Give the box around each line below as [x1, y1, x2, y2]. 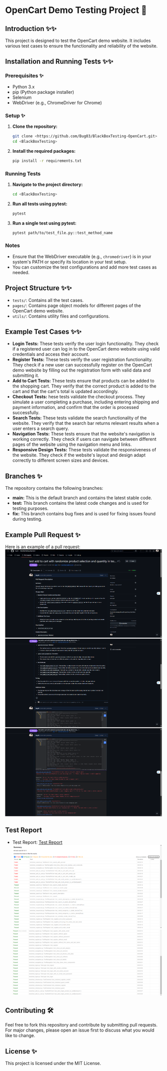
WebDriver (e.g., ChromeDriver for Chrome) [12, 99, 102, 105]
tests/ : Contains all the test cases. [12, 297, 84, 303]
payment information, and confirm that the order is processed [12, 404, 139, 410]
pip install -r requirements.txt [12, 158, 82, 163]
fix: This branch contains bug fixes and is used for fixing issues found [12, 511, 156, 517]
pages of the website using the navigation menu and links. [12, 441, 132, 447]
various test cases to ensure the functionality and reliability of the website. [5, 43, 158, 49]
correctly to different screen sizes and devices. [12, 457, 109, 463]
